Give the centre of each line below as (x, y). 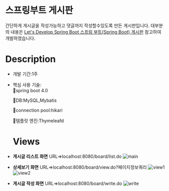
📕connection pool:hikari (37, 110)
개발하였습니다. (20, 38)
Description (31, 59)
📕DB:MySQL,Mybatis (35, 100)
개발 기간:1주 (25, 74)
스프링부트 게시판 (39, 10)
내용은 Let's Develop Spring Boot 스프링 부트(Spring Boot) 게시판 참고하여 (86, 32)
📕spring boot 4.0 (30, 90)
